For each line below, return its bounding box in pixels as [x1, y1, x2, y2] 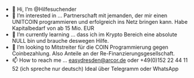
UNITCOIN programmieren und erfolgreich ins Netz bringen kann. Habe [11, 18, 188, 25]
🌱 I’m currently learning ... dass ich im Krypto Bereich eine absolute [11, 31, 177, 38]
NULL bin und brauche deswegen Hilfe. [11, 38, 109, 44]
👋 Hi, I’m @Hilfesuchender [11, 6, 77, 13]
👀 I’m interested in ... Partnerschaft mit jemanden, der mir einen [11, 12, 168, 19]
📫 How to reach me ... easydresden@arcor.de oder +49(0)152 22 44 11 [11, 57, 188, 64]
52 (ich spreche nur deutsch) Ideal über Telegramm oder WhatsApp [11, 65, 179, 72]
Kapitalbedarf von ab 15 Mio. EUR [11, 24, 94, 32]
